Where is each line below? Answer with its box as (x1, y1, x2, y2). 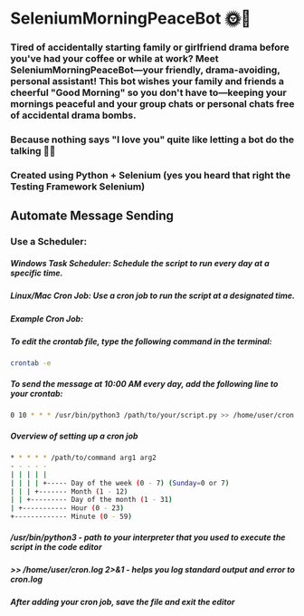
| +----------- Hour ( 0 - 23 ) (10, 504, 125, 513)
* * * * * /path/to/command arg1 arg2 (10, 453, 157, 463)
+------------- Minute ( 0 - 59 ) (10, 512, 132, 522)
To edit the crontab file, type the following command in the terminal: (10, 335, 272, 347)
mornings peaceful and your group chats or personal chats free (10, 98, 295, 111)
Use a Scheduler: (10, 236, 88, 248)
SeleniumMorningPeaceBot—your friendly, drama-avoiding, (10, 63, 280, 76)
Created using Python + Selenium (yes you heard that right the (10, 168, 291, 181)
